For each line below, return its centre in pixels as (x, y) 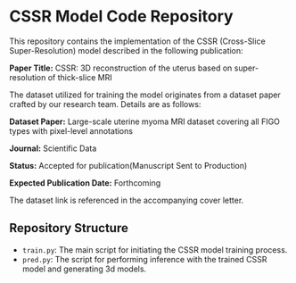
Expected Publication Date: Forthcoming (85, 183)
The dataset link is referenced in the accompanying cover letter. (127, 200)
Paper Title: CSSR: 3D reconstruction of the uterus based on (121, 68)
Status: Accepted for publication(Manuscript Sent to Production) (128, 165)
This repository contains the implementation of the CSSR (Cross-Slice (137, 41)
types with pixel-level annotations (71, 130)
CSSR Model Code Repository (121, 17)
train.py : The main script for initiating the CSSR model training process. (155, 250)
